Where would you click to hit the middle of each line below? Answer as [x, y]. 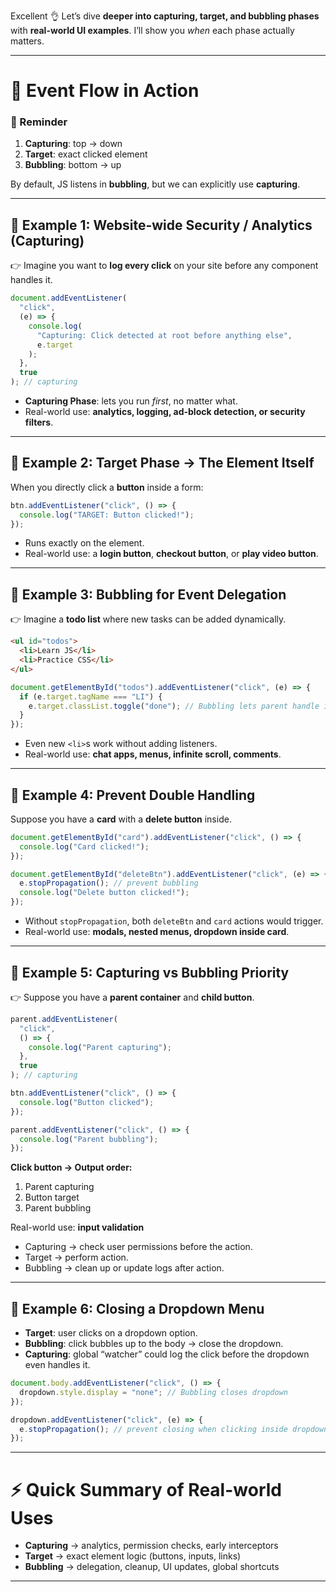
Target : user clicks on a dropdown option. [111, 1333]
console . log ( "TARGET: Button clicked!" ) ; [107, 515]
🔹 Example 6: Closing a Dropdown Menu [137, 1308]
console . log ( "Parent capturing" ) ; [100, 1047]
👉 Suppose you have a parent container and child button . [132, 997]
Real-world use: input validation [77, 1227]
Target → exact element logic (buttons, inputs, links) [133, 1556]
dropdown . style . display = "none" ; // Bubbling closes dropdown [153, 1392]
